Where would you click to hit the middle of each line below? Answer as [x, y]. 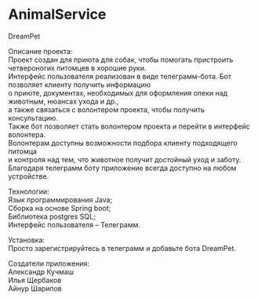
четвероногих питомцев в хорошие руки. [77, 67]
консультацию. [33, 118]
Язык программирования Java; [60, 199]
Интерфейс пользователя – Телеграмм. [74, 224]
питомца [23, 151]
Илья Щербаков [35, 280]
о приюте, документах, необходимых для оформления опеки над [118, 92]
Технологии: [29, 191]
